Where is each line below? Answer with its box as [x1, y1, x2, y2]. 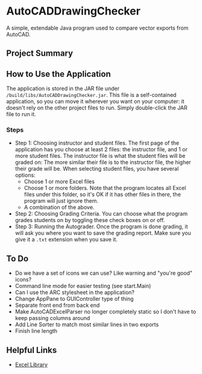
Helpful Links [6, 345, 57, 355]
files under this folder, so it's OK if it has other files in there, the [24, 191, 181, 198]
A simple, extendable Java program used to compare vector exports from [6, 24, 189, 31]
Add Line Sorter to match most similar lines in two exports [14, 321, 159, 328]
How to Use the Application [6, 68, 111, 79]
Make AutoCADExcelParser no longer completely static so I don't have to [14, 308, 197, 315]
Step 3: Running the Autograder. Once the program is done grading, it [14, 223, 188, 231]
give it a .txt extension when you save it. [14, 236, 118, 243]
